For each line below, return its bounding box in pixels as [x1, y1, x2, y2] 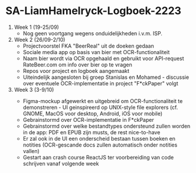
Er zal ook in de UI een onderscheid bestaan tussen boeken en [22, 135, 175, 142]
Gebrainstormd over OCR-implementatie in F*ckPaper [22, 116, 154, 123]
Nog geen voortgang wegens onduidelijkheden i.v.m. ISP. [22, 29, 163, 36]
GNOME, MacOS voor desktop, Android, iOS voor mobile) [22, 110, 163, 117]
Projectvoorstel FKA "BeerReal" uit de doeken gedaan [22, 42, 154, 49]
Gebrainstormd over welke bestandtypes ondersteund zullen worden [22, 122, 191, 129]
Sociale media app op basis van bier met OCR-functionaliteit [22, 48, 170, 55]
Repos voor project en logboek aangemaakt [22, 67, 130, 74]
